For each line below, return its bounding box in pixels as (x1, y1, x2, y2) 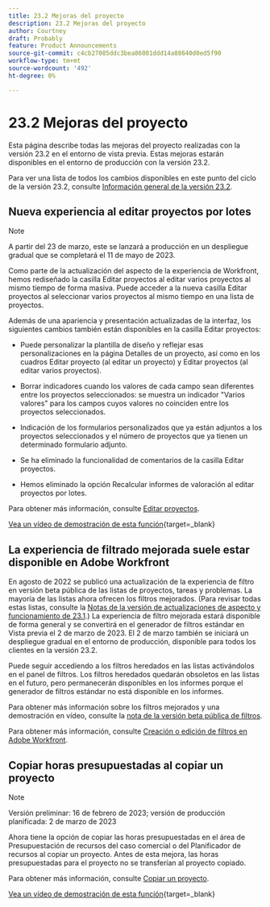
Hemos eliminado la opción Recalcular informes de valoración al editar (19, 480, 255, 489)
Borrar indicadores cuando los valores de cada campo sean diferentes (19, 381, 255, 391)
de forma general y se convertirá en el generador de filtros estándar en (8, 620, 245, 630)
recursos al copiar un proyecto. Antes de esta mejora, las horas (8, 850, 219, 859)
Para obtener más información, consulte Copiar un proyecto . (8, 874, 210, 883)
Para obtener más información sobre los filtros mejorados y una (8, 702, 220, 712)
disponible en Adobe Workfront (8, 555, 170, 569)
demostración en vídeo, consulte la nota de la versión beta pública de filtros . (8, 711, 263, 721)
